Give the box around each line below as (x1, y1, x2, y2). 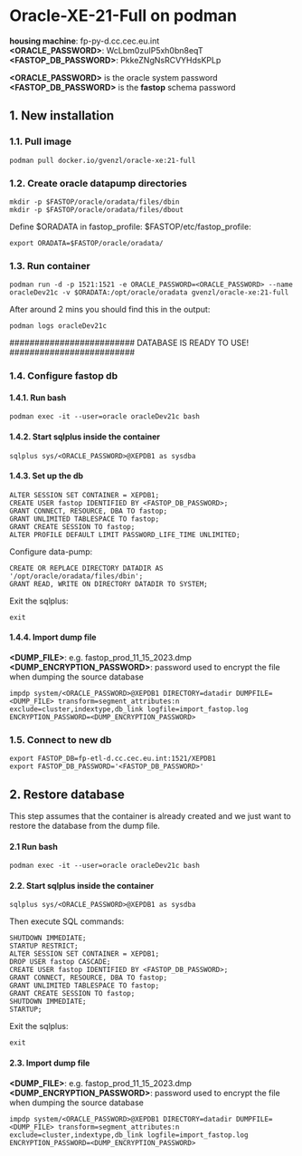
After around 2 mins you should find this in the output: (9, 304, 211, 315)
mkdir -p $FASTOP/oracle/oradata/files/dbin (9, 197, 180, 207)
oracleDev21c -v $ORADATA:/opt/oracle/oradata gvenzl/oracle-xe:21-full (9, 288, 289, 297)
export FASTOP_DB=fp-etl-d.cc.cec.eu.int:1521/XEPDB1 (9, 754, 217, 764)
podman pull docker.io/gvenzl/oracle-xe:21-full (9, 156, 196, 165)
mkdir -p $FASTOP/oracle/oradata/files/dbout (9, 205, 184, 214)
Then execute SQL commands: (9, 916, 125, 927)
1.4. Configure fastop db (9, 370, 118, 382)
